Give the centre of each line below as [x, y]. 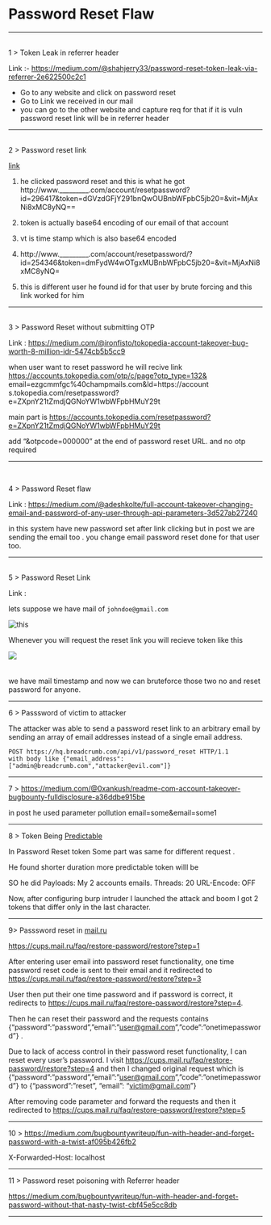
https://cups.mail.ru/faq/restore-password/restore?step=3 [105, 979]
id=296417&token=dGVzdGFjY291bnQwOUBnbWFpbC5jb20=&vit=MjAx [139, 198]
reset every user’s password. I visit [66, 1059]
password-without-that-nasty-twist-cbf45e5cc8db [93, 1205]
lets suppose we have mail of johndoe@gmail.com [89, 608]
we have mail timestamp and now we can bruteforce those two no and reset [134, 681]
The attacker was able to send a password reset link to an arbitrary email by [134, 728]
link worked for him [52, 295]
